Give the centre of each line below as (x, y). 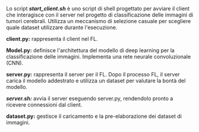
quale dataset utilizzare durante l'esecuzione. (62, 27)
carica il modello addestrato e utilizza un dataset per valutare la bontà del (96, 81)
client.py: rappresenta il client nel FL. (52, 39)
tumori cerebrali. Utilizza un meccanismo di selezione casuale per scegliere (99, 21)
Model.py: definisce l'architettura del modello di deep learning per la (91, 50)
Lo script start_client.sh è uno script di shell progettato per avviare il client (98, 9)
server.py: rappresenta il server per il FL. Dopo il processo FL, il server (93, 74)
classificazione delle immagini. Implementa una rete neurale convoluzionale (99, 57)
